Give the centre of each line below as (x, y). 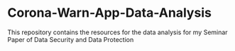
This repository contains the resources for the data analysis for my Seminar (118, 32)
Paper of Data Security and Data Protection (71, 39)
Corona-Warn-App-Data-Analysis (109, 13)
